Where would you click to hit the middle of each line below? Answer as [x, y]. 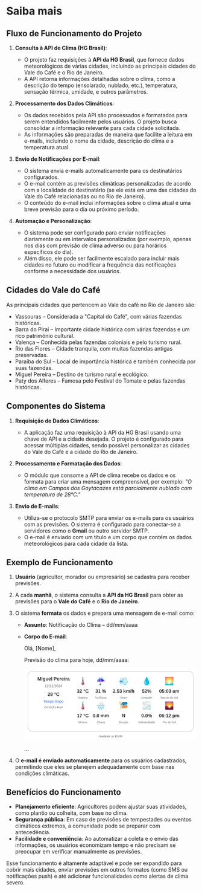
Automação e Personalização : [53, 221]
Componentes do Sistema [56, 406]
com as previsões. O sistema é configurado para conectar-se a [102, 524]
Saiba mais [34, 11]
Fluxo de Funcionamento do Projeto [74, 34]
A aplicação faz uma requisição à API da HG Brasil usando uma [102, 432]
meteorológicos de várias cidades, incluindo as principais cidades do [110, 66]
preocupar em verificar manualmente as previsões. [78, 852]
